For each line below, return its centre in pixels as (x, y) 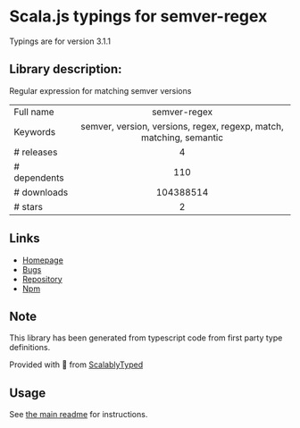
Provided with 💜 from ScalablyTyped (76, 365)
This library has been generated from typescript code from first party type (146, 338)
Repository (42, 279)
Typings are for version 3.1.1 (60, 41)
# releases (36, 152)
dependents (39, 178)
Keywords (35, 131)
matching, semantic (183, 138)
